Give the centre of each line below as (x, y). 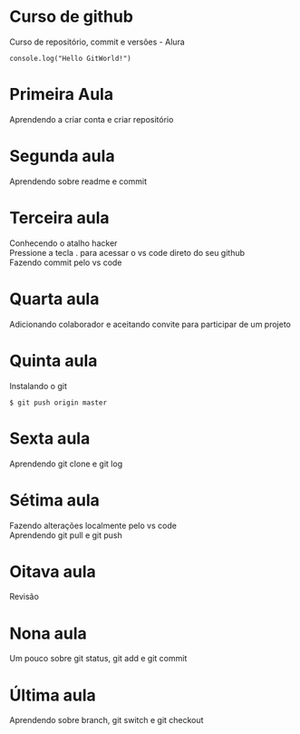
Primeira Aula (62, 95)
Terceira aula (60, 218)
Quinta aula (53, 361)
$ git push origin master (58, 402)
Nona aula (48, 633)
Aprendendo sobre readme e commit (78, 181)
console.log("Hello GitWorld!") (70, 58)
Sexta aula (50, 438)
